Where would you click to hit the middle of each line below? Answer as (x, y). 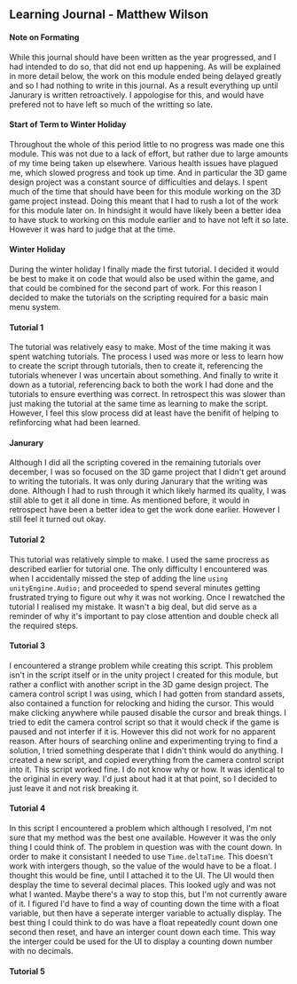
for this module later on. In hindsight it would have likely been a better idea (145, 210)
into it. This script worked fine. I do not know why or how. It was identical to (147, 769)
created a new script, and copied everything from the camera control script (147, 759)
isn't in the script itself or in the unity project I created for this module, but (144, 675)
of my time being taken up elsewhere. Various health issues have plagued (144, 163)
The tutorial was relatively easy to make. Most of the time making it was (140, 347)
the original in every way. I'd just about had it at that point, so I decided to (143, 778)
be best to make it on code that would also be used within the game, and (142, 278)
